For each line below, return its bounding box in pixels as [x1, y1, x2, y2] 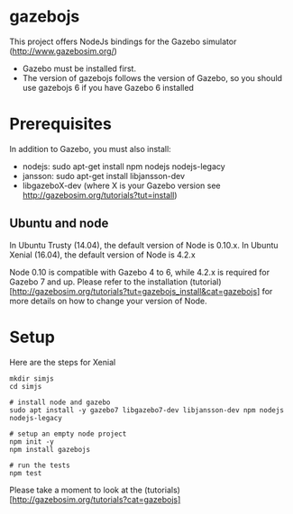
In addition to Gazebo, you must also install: [9, 143, 171, 154]
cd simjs [9, 382, 42, 391]
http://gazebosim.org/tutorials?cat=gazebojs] [12, 493, 181, 505]
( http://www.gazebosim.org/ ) [9, 45, 117, 56]
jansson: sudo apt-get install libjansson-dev [22, 170, 186, 181]
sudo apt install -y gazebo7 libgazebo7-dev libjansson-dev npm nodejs [9, 405, 284, 415]
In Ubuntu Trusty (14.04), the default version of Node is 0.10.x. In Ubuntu [9, 239, 279, 250]
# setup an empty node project [9, 429, 127, 438]
